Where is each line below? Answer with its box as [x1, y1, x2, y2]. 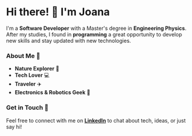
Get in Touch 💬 [6, 104, 49, 112]
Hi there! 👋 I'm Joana [6, 5, 110, 19]
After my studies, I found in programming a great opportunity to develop [6, 30, 183, 38]
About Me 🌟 [6, 52, 41, 60]
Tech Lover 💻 [14, 72, 50, 79]
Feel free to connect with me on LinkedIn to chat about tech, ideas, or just [6, 117, 186, 124]
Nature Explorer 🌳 [14, 65, 59, 72]
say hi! [6, 123, 22, 130]
